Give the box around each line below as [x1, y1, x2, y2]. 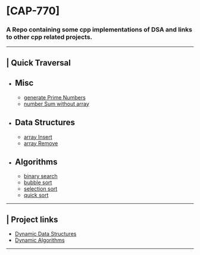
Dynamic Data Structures [14, 231, 77, 238]
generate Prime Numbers [23, 94, 86, 101]
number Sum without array [23, 100, 89, 107]
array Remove [23, 139, 58, 147]
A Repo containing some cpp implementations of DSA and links [6, 26, 192, 34]
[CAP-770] [6, 4, 60, 18]
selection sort [23, 185, 58, 192]
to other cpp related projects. [6, 33, 93, 41]
